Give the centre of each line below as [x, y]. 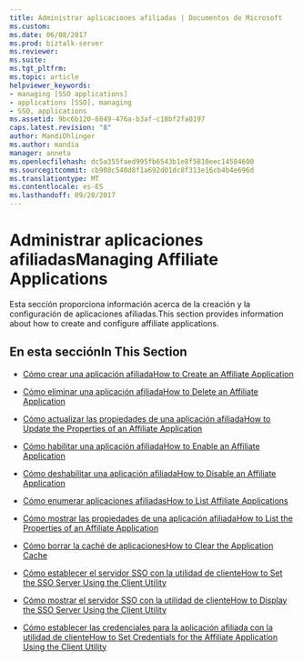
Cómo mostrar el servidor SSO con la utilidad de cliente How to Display [155, 600]
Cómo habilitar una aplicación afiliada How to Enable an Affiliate [141, 446]
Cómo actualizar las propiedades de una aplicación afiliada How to [146, 418]
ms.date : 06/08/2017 [49, 35]
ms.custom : [30, 26]
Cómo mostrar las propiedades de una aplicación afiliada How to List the [157, 518]
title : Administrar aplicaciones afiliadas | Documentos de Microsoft [146, 18]
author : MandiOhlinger [52, 136]
